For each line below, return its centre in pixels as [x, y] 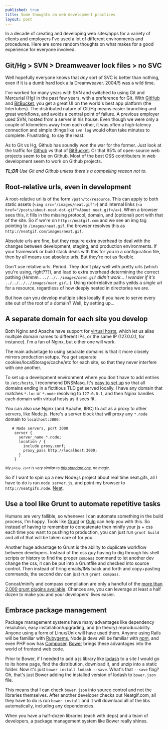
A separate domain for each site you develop [76, 319]
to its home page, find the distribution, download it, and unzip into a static [81, 664]
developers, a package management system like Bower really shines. [76, 721]
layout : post [19, 19]
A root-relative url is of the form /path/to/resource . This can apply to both [82, 199]
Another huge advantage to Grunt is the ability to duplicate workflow [76, 547]
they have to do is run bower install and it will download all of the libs [78, 701]
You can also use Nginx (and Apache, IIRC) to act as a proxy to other [76, 408]
